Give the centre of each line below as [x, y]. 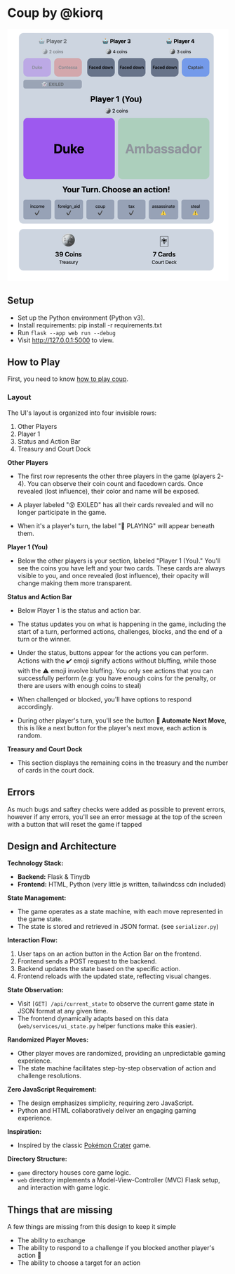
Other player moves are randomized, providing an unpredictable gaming [121, 1054]
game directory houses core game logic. [74, 1173]
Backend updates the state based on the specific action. [99, 969]
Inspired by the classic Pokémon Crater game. [84, 1145]
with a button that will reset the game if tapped [75, 824]
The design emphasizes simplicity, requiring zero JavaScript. [106, 1103]
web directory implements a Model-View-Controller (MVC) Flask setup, [119, 1180]
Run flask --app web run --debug [66, 332]
